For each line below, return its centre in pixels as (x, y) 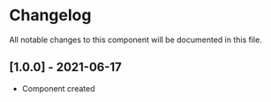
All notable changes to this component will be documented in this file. (135, 40)
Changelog (50, 15)
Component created (58, 88)
